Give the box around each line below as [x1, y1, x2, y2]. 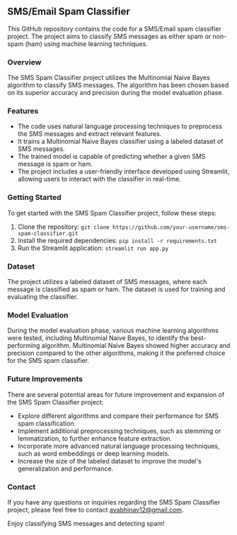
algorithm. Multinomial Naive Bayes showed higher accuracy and [41, 342, 231, 350]
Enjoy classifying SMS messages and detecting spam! [7, 519, 165, 527]
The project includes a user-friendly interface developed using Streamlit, [17, 167, 230, 176]
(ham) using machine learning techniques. [25, 39, 149, 48]
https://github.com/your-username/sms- [112, 223, 230, 231]
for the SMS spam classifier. [7, 356, 90, 365]
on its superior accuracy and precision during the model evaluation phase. [7, 89, 224, 97]
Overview [7, 57, 42, 67]
